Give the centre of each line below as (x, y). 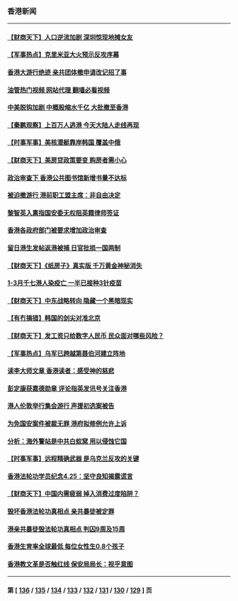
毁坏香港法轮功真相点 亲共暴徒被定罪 (61, 511)
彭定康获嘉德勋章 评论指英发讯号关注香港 (67, 388)
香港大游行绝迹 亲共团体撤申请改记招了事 (67, 72)
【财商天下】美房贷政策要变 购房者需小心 (67, 160)
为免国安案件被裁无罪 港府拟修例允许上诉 (67, 423)
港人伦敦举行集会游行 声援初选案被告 (61, 406)
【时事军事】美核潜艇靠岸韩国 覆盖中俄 (64, 143)
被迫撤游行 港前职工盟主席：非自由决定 (64, 195)
